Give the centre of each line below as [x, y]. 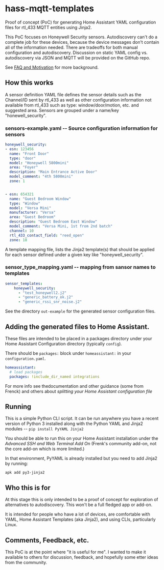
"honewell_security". [26, 115]
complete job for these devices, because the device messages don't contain [82, 42]
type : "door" [23, 158]
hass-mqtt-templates [50, 9]
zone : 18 [18, 240]
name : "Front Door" [29, 154]
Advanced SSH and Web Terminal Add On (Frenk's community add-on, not [81, 444]
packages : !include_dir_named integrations [54, 376]
